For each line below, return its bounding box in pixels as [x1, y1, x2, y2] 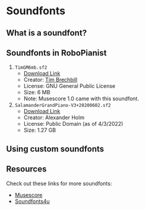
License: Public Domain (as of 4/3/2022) [23, 120, 124, 128]
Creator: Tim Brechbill [23, 76, 78, 84]
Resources [6, 164, 47, 174]
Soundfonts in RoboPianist [6, 47, 107, 58]
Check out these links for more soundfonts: [6, 180, 112, 187]
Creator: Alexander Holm [23, 114, 85, 121]
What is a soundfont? [6, 28, 87, 38]
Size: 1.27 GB [23, 126, 56, 134]
